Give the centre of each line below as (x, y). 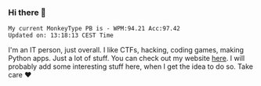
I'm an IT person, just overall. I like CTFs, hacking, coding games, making (126, 50)
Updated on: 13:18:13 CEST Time (61, 36)
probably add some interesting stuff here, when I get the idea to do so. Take (130, 66)
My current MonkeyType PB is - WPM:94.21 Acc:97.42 (94, 29)
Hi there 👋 (27, 13)
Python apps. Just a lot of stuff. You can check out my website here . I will (127, 59)
